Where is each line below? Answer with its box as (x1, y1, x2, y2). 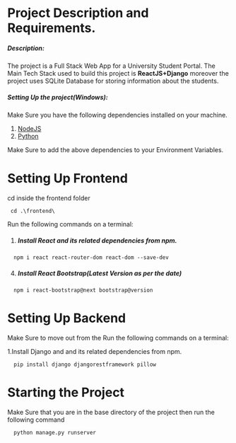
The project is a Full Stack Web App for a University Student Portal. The (7, 62, 216, 70)
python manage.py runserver (13, 429, 97, 436)
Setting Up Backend (7, 310, 126, 326)
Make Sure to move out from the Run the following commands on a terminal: (7, 333, 230, 342)
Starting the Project (7, 384, 125, 401)
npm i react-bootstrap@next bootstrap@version (13, 287, 153, 294)
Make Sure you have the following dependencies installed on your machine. (7, 111, 228, 120)
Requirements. (7, 20, 96, 36)
